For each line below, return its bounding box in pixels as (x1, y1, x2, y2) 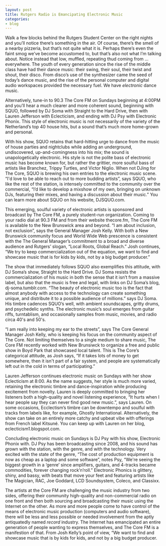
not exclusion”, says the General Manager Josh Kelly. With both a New (5, 227, 149, 234)
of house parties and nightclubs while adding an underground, (5, 144, 133, 150)
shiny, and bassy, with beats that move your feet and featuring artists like (5, 472, 155, 478)
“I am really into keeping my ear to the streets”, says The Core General (5, 327, 149, 332)
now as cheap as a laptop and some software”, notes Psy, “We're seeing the (5, 456, 161, 463)
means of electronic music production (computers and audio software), (5, 509, 151, 515)
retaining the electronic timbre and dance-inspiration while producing (5, 384, 147, 390)
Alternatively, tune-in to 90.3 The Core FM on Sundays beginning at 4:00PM (5, 98, 161, 104)
